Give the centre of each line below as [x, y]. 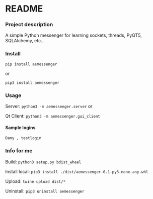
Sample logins [20, 127]
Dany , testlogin [23, 138]
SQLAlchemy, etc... [25, 41]
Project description [29, 25]
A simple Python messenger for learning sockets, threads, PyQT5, [73, 35]
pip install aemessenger [31, 64]
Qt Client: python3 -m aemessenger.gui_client [53, 116]
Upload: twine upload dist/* [35, 181]
